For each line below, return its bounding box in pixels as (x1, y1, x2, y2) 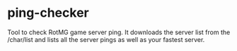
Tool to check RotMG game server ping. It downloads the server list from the (7, 28, 231, 36)
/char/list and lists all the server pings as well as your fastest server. (7, 35, 205, 43)
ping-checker (7, 5, 90, 21)
